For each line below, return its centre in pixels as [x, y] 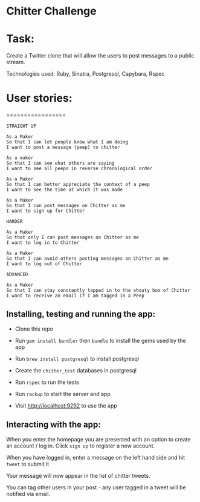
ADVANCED [17, 275]
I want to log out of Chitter [44, 264]
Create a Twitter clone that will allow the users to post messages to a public [100, 56]
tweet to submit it [28, 464]
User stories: [39, 98]
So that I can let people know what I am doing [67, 142]
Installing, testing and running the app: [81, 314]
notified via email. [28, 494]
